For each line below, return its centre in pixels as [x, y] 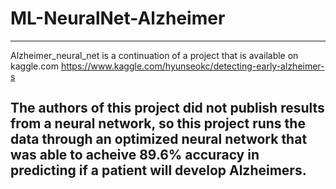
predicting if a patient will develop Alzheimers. [158, 170]
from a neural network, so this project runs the [158, 123]
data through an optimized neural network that [159, 139]
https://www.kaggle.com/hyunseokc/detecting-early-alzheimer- [192, 66]
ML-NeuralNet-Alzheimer [118, 18]
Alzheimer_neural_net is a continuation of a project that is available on [154, 55]
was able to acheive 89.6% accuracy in [135, 155]
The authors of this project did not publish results [167, 108]
